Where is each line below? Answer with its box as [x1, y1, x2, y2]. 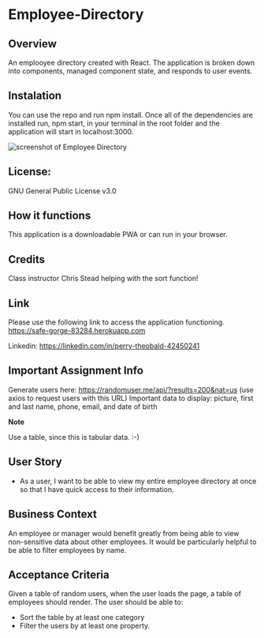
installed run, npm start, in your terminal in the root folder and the [8, 118, 221, 128]
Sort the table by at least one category [19, 613, 145, 622]
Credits [8, 253, 46, 266]
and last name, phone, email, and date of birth [8, 401, 158, 411]
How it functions [8, 209, 91, 223]
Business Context [8, 508, 97, 521]
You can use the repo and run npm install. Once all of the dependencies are [8, 110, 254, 119]
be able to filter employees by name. [8, 545, 127, 554]
